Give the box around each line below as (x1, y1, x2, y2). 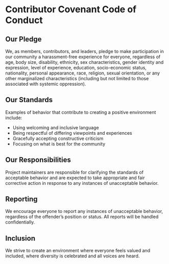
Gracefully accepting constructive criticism (12, 135, 104, 141)
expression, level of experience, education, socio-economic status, (5, 65, 147, 70)
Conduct (5, 14, 43, 26)
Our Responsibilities (5, 156, 71, 164)
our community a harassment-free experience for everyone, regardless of (5, 54, 161, 60)
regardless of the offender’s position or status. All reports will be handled (5, 213, 159, 220)
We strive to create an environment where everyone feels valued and (5, 248, 151, 254)
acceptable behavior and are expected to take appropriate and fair (5, 175, 145, 181)
